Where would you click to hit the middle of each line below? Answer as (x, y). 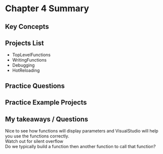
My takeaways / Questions (47, 119)
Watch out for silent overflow (34, 141)
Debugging (23, 65)
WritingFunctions (29, 60)
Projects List (24, 43)
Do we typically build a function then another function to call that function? (80, 146)
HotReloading (26, 70)
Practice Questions (35, 86)
